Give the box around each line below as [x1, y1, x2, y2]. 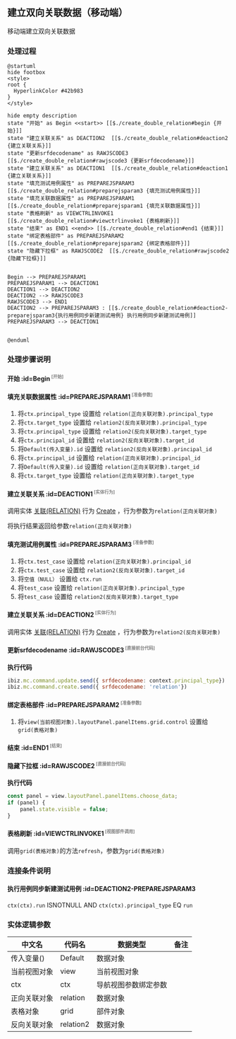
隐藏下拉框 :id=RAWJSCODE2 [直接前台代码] [7, 761, 126, 770]
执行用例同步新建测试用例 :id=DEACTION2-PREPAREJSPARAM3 [7, 885, 196, 893]
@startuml [7, 63, 37, 70]
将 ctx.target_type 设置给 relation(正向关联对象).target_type [17, 471, 194, 480]
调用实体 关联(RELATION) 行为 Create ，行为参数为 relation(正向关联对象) [7, 506, 218, 515]
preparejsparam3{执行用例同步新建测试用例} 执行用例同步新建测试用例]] [7, 312, 197, 320]
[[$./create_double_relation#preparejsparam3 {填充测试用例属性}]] [7, 187, 201, 195]
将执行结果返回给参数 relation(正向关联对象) [7, 522, 132, 530]
